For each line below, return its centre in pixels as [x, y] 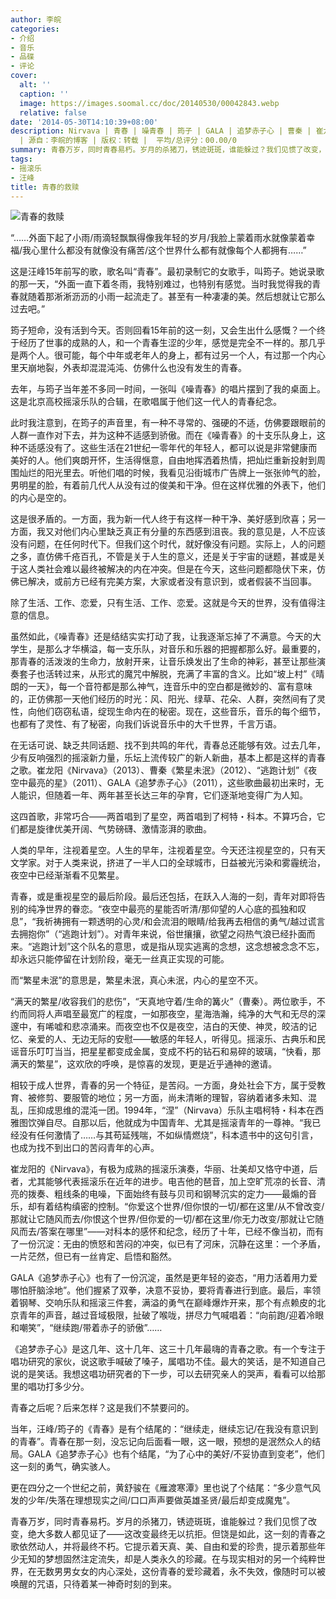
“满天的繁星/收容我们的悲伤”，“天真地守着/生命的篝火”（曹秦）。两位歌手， [163, 1002]
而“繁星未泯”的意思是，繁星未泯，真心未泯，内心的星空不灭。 [137, 980]
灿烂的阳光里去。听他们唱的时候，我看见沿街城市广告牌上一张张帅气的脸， [172, 473]
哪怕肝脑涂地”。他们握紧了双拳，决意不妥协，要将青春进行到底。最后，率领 [166, 1290]
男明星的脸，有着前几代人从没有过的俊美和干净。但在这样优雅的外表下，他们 [168, 485]
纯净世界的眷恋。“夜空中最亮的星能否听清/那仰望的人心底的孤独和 [162, 909]
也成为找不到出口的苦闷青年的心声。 [85, 1148]
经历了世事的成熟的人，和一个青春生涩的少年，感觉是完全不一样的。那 [163, 343]
